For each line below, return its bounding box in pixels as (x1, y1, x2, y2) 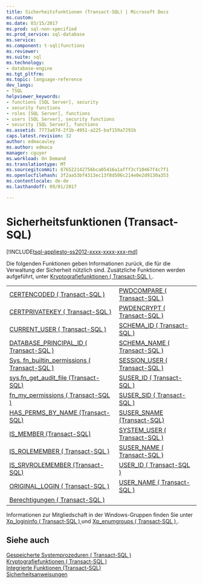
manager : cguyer (6, 150, 47, 156)
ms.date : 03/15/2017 (6, 20, 59, 26)
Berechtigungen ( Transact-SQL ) (9, 495, 105, 504)
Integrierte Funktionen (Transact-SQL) (6, 564, 101, 571)
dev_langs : (6, 82, 34, 89)
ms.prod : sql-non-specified (6, 25, 77, 32)
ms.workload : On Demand (6, 155, 66, 161)
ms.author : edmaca (6, 144, 53, 150)
